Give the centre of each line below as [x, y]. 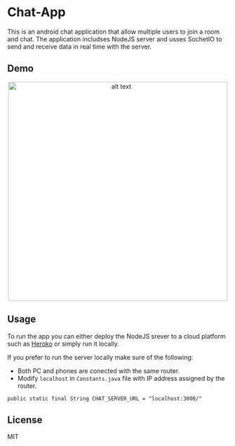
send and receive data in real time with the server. [80, 46]
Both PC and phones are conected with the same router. [99, 371]
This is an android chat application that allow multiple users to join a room [113, 32]
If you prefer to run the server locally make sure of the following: [100, 357]
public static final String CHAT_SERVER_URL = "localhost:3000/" [105, 398]
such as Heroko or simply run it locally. [63, 344]
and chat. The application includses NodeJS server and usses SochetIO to [115, 39]
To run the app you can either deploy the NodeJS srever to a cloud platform [116, 336]
